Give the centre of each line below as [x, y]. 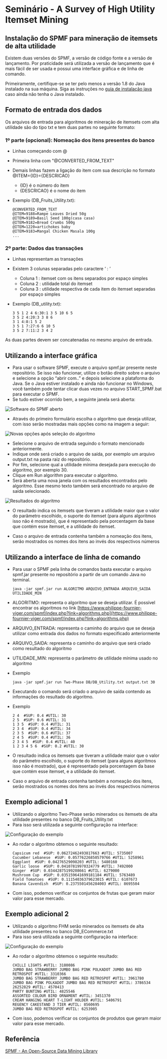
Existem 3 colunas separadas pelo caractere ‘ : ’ [61, 269]
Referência [22, 1039]
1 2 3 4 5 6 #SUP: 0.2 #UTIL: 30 [48, 746]
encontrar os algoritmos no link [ [46, 608]
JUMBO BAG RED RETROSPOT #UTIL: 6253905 [55, 1009]
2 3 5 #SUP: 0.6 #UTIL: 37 [41, 733]
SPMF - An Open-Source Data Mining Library [51, 1051]
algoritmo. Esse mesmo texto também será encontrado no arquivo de [83, 486]
